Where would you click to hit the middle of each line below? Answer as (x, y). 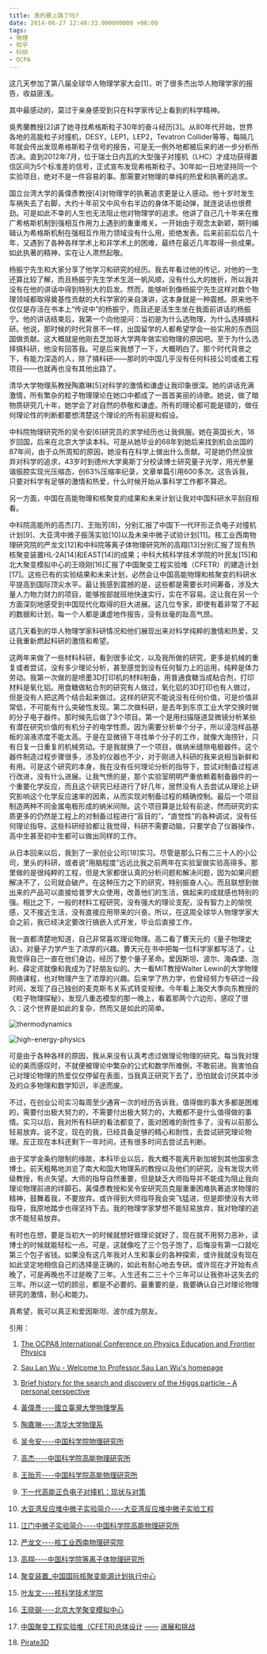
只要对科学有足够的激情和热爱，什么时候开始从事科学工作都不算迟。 (120, 481)
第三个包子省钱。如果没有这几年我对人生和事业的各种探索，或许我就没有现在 (134, 1254)
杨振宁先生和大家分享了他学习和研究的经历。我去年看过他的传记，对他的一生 (134, 269)
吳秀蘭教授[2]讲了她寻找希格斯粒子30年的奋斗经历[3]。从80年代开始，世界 (131, 127)
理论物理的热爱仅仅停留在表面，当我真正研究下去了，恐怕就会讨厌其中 (137, 1075)
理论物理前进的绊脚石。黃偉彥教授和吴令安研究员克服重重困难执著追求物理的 (134, 1188)
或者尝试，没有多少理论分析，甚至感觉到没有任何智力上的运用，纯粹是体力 (137, 667)
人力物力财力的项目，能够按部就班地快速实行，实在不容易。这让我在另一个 (137, 594)
